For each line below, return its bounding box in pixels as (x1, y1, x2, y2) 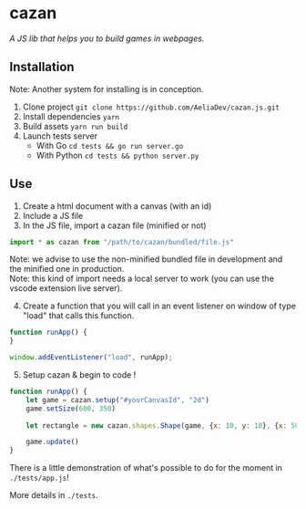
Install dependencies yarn (22, 110, 120, 121)
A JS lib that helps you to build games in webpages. (9, 33, 205, 44)
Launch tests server (22, 130, 98, 141)
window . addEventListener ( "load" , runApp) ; (9, 353, 173, 362)
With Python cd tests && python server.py (36, 150, 199, 161)
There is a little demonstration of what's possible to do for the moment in (9, 462, 282, 473)
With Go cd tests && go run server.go (36, 140, 184, 151)
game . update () (25, 437, 79, 447)
